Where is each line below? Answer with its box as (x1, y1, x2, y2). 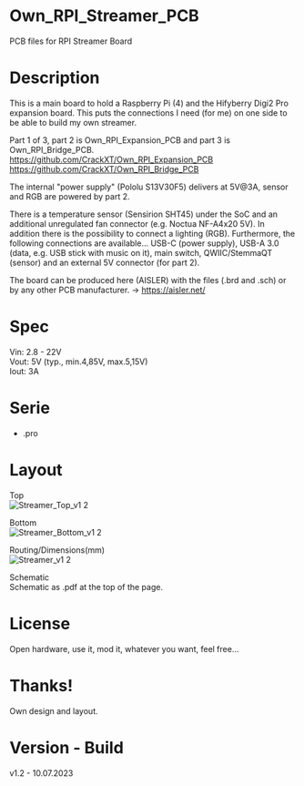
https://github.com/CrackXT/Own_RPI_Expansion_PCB (9, 154, 214, 165)
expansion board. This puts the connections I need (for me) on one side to (9, 107, 289, 118)
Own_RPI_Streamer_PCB (9, 5, 200, 26)
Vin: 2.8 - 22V (9, 346, 62, 357)
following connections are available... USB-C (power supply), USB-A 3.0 (9, 238, 279, 249)
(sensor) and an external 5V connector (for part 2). (9, 257, 200, 268)
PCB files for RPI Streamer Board (9, 36, 133, 46)
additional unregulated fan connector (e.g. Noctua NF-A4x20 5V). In (9, 218, 266, 229)
